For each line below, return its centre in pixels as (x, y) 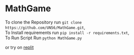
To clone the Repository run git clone (44, 22)
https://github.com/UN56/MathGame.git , (45, 27)
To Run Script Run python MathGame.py (44, 38)
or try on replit (20, 47)
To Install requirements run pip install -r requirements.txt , (67, 32)
